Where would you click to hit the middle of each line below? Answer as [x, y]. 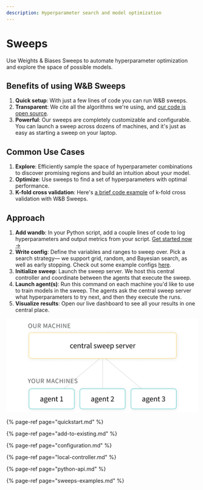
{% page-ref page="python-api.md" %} [56, 469]
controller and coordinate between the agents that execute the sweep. [103, 277]
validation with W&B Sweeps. [51, 199]
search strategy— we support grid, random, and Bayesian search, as [101, 258]
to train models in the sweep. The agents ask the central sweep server [103, 291]
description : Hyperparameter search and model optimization [84, 13]
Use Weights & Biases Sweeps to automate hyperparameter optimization [97, 60]
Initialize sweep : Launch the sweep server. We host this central [95, 271]
